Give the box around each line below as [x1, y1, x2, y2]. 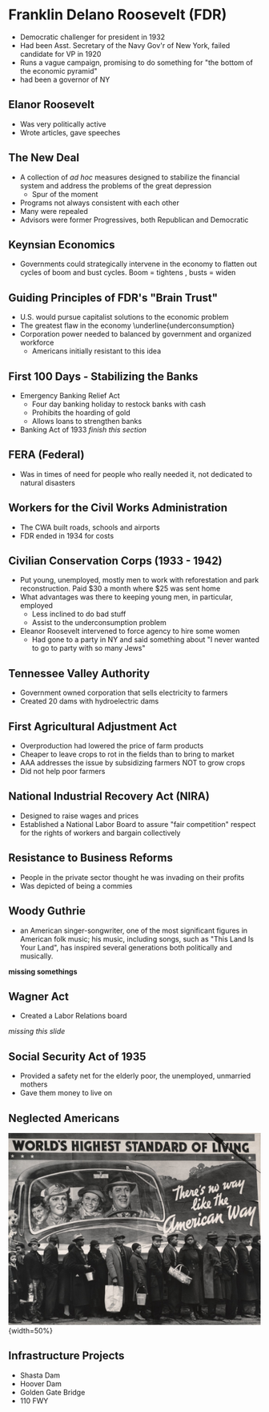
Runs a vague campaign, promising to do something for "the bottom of [19, 58, 254, 67]
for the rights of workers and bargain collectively [19, 828, 181, 837]
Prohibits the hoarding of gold [31, 408, 130, 418]
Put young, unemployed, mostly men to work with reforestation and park [19, 575, 259, 585]
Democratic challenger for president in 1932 [19, 32, 166, 42]
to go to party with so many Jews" [31, 643, 146, 653]
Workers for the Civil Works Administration [8, 501, 228, 514]
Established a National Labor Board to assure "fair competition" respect [19, 819, 256, 829]
